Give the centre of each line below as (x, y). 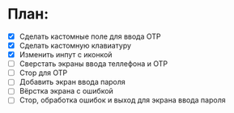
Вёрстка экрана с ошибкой (66, 91)
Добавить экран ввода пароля (72, 82)
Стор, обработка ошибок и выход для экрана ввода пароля (122, 100)
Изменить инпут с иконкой (66, 55)
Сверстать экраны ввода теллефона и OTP (94, 64)
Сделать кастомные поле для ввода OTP (90, 36)
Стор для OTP (43, 73)
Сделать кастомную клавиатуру (75, 46)
